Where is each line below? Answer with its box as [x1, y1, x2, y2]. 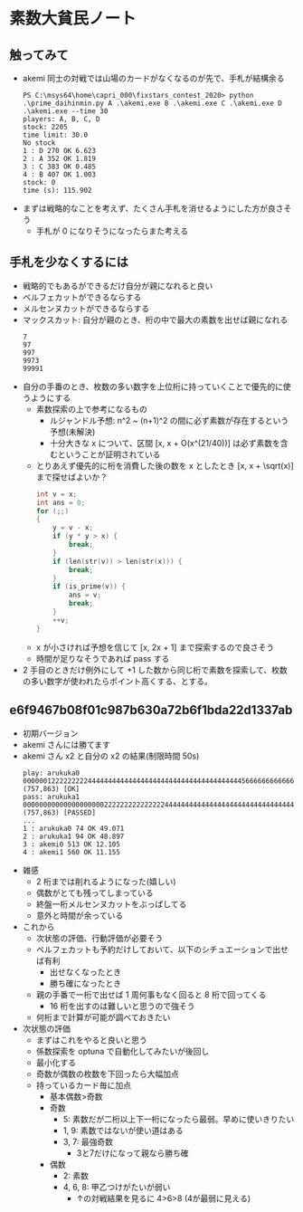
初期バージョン [22, 728, 79, 739]
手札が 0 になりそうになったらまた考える [35, 225, 188, 236]
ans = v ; [68, 590, 102, 600]
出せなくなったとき [49, 966, 122, 978]
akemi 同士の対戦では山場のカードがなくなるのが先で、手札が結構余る [22, 73, 285, 83]
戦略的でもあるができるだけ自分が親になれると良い [22, 280, 213, 291]
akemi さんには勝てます [22, 739, 111, 749]
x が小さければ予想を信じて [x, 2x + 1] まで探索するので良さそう [35, 642, 274, 653]
